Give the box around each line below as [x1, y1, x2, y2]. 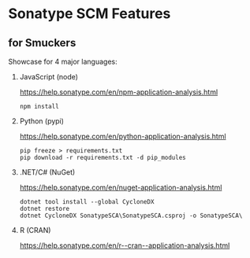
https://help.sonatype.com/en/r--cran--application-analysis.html [19, 241, 230, 250]
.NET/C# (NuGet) [19, 168, 76, 177]
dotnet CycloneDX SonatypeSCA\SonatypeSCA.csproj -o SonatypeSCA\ [19, 212, 243, 219]
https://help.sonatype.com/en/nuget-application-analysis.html [19, 182, 222, 192]
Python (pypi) [19, 116, 65, 126]
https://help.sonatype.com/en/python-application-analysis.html [19, 131, 226, 141]
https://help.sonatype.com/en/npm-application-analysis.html [19, 87, 218, 97]
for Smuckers [8, 36, 76, 50]
